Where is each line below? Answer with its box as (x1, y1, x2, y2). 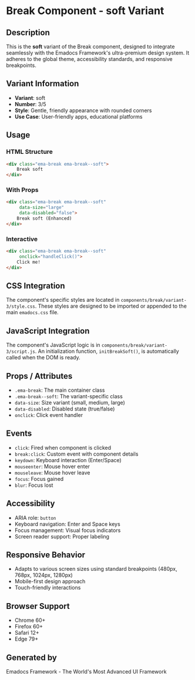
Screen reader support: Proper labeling (14, 533, 110, 540)
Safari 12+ (14, 629, 39, 637)
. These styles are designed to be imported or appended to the (35, 302, 187, 309)
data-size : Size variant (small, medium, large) (14, 399, 125, 406)
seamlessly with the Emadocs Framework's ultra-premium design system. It (6, 49, 190, 56)
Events (6, 429, 32, 439)
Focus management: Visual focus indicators (14, 527, 121, 534)
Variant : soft (14, 94, 46, 101)
